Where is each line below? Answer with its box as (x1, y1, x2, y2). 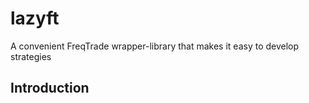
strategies (10, 50, 52, 62)
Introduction (10, 80, 90, 97)
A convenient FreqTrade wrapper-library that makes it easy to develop (10, 40, 300, 52)
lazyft (10, 7, 60, 30)
